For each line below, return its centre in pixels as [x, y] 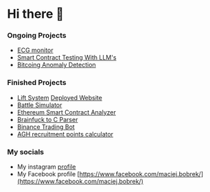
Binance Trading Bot [46, 127]
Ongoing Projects [37, 36]
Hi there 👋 [35, 14]
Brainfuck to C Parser [47, 119]
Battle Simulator [39, 105]
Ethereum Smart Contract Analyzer [67, 112]
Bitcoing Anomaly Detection [56, 65]
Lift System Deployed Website [60, 97]
